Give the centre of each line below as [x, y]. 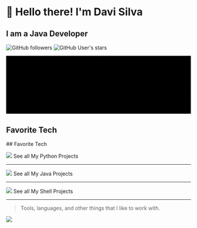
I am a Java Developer [47, 34]
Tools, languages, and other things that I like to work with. [90, 208]
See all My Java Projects [43, 174]
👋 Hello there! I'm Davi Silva [74, 12]
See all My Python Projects [46, 156]
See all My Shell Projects [43, 191]
